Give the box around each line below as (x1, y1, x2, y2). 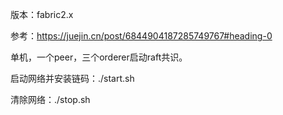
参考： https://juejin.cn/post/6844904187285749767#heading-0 (10, 30, 273, 42)
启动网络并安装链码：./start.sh (10, 73, 135, 84)
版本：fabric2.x (10, 9, 74, 20)
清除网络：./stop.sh (10, 94, 91, 105)
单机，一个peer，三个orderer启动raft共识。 (10, 51, 188, 63)
